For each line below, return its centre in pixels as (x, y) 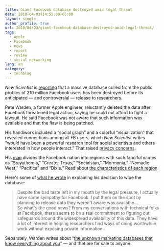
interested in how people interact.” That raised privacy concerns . (70, 148)
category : (15, 69)
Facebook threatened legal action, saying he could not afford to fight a (76, 112)
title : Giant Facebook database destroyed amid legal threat (69, 10)
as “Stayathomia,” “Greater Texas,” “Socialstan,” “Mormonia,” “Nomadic (77, 163)
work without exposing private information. (60, 228)
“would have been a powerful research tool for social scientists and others (80, 143)
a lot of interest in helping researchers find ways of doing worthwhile (86, 223)
